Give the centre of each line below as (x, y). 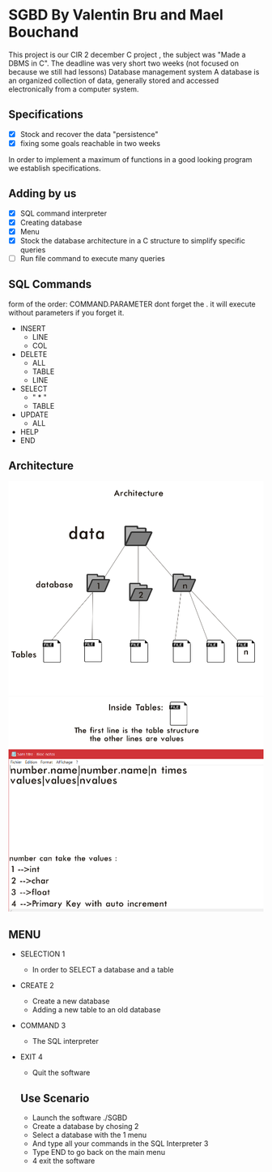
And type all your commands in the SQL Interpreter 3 (120, 1143)
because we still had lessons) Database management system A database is (134, 71)
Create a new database (71, 1001)
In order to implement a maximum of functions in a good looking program (130, 159)
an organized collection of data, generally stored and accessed (114, 80)
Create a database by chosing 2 (85, 1126)
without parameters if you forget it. (66, 312)
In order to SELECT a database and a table (103, 970)
